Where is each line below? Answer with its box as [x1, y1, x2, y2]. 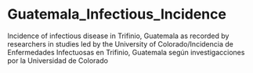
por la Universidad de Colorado [7, 56, 109, 65]
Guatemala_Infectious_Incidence [7, 5, 226, 23]
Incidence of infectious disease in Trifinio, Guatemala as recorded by [7, 31, 230, 40]
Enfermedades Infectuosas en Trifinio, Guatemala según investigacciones [7, 47, 245, 57]
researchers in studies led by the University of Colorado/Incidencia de [7, 39, 234, 48]
